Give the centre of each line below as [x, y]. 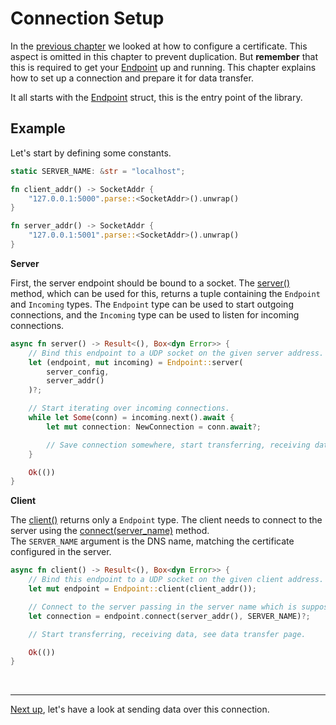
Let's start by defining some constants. [91, 153]
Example [38, 128]
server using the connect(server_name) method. [110, 531]
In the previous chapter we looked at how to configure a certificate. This [159, 46]
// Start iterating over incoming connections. [129, 408]
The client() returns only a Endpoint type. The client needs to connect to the [166, 520]
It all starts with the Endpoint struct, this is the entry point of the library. [156, 97]
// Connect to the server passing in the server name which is [163, 607]
